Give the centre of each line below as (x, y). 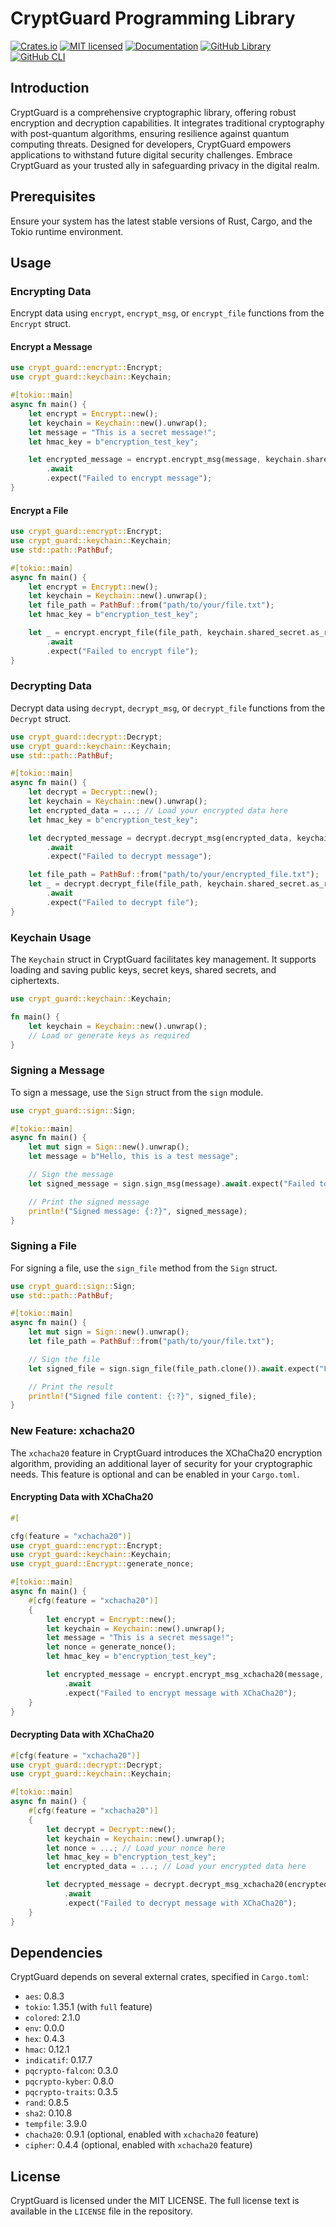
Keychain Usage (51, 937)
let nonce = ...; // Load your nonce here (136, 1848)
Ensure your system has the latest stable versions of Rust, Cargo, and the (161, 221)
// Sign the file (64, 1359)
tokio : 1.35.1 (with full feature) (88, 2007)
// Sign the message (71, 1175)
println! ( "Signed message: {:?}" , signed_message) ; (138, 1211)
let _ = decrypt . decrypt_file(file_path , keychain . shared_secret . (169, 884)
